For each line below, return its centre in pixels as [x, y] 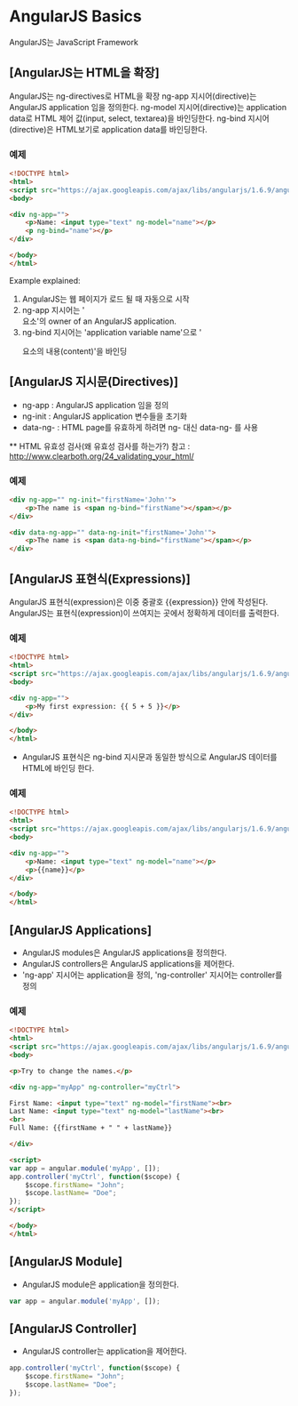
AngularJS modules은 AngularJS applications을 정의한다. [125, 952]
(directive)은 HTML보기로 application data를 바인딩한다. [109, 129]
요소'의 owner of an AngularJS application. [99, 321]
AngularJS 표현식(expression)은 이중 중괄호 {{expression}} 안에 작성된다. [139, 601]
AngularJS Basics [75, 16]
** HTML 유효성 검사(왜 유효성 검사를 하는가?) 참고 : [100, 446]
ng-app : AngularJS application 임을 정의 [95, 405]
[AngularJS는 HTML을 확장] [84, 73]
